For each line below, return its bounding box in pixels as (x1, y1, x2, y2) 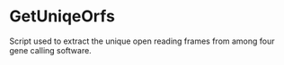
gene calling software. (9, 45, 92, 55)
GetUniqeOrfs (9, 6, 115, 27)
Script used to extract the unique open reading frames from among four (9, 36, 276, 46)
